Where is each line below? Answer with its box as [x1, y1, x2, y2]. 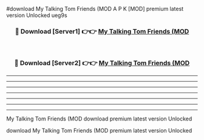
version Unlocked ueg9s [6, 12, 68, 19]
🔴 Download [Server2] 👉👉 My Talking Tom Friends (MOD [14, 59, 190, 68]
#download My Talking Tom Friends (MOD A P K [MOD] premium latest [6, 5, 184, 12]
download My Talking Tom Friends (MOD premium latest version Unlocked [6, 127, 192, 134]
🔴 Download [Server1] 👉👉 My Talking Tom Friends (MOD [15, 27, 189, 35]
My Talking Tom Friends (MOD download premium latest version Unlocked [6, 115, 192, 122]
